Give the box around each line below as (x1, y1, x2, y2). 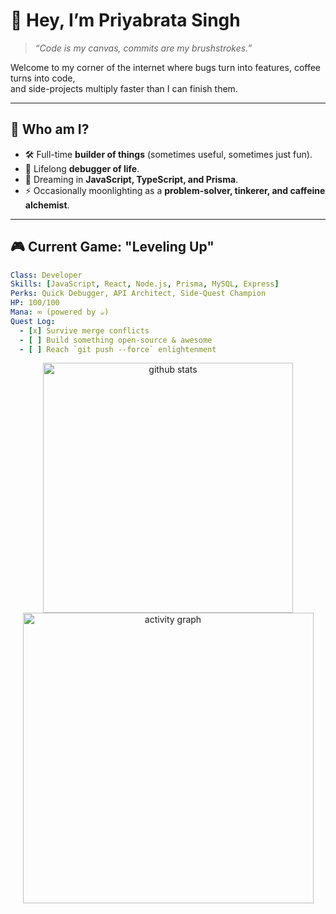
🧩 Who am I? (10, 121, 90, 138)
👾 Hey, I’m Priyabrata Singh (10, 9, 241, 32)
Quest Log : (10, 316, 56, 326)
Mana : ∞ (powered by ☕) (10, 307, 110, 318)
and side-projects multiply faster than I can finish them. (10, 82, 238, 94)
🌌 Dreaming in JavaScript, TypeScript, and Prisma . (24, 173, 239, 185)
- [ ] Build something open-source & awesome (19, 335, 213, 345)
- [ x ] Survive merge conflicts (19, 325, 150, 336)
